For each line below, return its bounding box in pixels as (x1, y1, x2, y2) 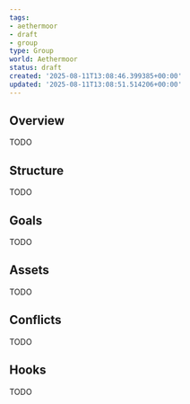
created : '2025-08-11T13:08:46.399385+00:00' (9, 72, 182, 81)
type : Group (9, 47, 54, 56)
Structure (9, 162, 65, 178)
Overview (9, 113, 65, 128)
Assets (9, 262, 49, 278)
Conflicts (9, 312, 62, 328)
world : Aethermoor (9, 55, 78, 64)
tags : (9, 13, 30, 22)
